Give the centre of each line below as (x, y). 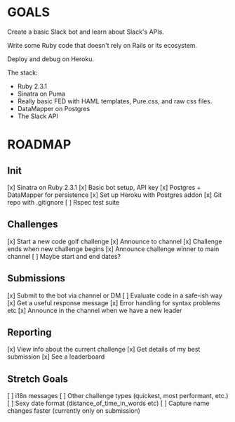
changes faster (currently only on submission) (74, 411)
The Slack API (38, 116)
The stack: (23, 72)
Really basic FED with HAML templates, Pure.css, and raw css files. (115, 101)
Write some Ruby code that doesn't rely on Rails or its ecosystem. (102, 45)
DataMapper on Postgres (54, 108)
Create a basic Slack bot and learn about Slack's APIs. (86, 32)
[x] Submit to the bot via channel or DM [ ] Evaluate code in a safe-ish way (115, 295)
